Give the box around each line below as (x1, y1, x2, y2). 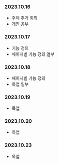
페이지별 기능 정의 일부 (11, 51, 55, 57)
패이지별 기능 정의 (11, 75, 45, 81)
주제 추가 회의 (11, 15, 38, 21)
